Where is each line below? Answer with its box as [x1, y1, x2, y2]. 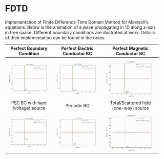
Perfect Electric [61, 45, 94, 51]
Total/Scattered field [110, 100, 151, 106]
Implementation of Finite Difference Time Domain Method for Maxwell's [5, 19, 149, 25]
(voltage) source [12, 105, 46, 111]
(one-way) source [112, 105, 149, 111]
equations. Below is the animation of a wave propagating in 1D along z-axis [5, 24, 156, 30]
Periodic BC [65, 102, 89, 108]
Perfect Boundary [10, 45, 48, 51]
